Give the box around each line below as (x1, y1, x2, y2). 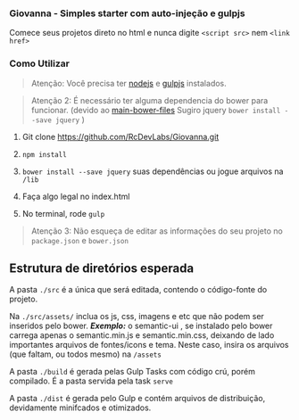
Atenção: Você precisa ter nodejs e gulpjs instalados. (30, 78, 228, 88)
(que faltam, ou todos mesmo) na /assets (9, 349, 162, 359)
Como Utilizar (9, 57, 70, 70)
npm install (21, 150, 67, 159)
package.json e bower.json (30, 235, 129, 245)
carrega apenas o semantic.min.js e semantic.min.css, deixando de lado (9, 330, 275, 341)
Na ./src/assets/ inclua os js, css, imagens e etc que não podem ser (9, 311, 265, 322)
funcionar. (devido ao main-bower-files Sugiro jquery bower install (30, 104, 281, 115)
